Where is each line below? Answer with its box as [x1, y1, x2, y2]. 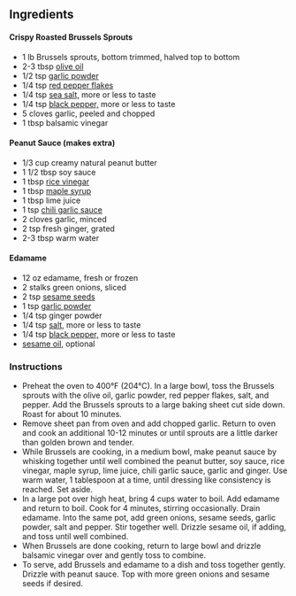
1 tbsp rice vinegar [21, 176, 90, 187]
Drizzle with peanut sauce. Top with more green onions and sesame [21, 569, 270, 579]
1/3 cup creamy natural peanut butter [21, 157, 157, 167]
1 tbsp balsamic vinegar [21, 117, 109, 128]
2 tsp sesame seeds [21, 291, 95, 302]
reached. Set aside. [21, 484, 94, 495]
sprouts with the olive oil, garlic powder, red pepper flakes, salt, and [21, 390, 269, 401]
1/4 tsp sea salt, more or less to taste [21, 89, 156, 100]
